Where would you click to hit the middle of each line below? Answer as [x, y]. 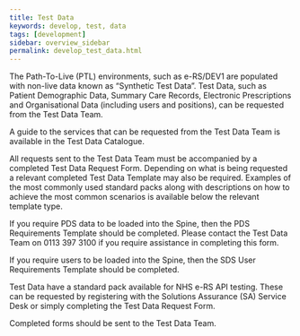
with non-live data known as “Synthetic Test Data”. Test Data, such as [138, 86]
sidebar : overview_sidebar [60, 43]
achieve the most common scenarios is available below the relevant [134, 197]
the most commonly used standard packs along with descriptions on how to [150, 187]
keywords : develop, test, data [68, 26]
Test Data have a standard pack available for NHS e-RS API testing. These [146, 287]
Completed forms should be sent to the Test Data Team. [113, 323]
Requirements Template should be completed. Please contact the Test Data [149, 233]
